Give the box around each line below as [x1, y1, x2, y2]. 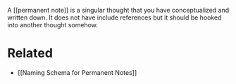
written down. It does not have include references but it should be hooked [7, 13, 222, 22]
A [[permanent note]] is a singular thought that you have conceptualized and [7, 6, 230, 14]
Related [7, 45, 53, 62]
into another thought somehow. [7, 21, 99, 29]
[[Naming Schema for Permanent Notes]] [17, 68, 137, 76]
